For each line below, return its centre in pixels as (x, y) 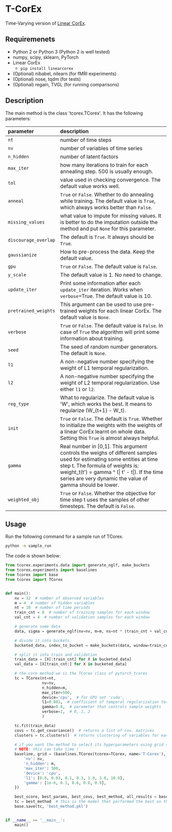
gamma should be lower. (90, 485)
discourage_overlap (31, 240)
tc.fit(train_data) (35, 726)
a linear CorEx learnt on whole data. (103, 431)
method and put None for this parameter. (108, 228)
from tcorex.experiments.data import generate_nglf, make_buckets (78, 565)
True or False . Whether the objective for (108, 493)
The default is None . (83, 353)
